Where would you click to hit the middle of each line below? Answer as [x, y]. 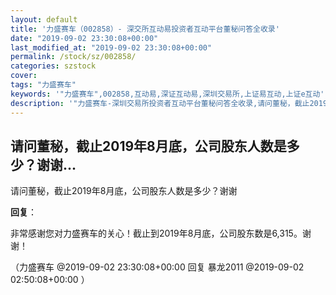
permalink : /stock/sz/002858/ [73, 57]
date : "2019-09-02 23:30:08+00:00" [84, 38]
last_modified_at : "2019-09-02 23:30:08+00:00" [111, 47]
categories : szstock [53, 66]
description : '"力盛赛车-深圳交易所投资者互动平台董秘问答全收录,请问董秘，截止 [160, 103]
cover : [24, 76]
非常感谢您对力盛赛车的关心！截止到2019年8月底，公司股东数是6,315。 [156, 233]
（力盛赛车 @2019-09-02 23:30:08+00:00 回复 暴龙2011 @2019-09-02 [157, 267]
